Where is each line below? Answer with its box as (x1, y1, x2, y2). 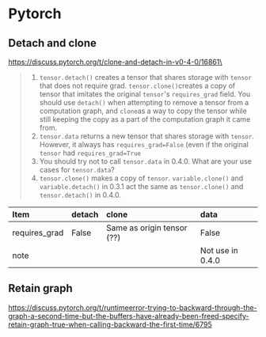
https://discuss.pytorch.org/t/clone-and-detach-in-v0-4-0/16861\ (8, 57, 223, 66)
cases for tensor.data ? (39, 165, 115, 174)
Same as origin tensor (105, 222, 188, 233)
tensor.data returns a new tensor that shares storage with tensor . (39, 131, 255, 141)
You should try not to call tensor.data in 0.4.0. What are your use (39, 157, 252, 166)
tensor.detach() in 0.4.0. (39, 191, 121, 199)
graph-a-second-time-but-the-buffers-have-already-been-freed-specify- (8, 311, 249, 320)
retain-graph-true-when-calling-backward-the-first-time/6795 (8, 320, 212, 329)
